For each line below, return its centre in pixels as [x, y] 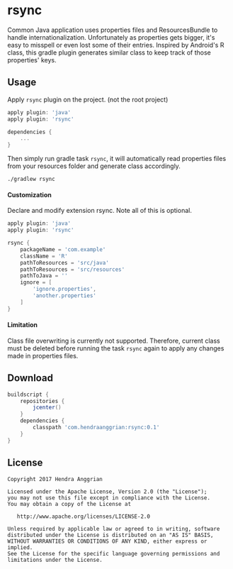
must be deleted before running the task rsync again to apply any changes [116, 348]
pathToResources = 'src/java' [65, 263]
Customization [29, 194]
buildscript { [28, 394]
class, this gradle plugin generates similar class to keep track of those [109, 53]
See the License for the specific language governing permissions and [114, 553]
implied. [20, 547]
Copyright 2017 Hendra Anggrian [55, 479]
